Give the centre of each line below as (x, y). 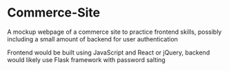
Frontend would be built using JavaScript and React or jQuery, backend (109, 52)
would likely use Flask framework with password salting (86, 59)
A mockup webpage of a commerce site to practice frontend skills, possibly (114, 32)
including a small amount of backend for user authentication (92, 39)
